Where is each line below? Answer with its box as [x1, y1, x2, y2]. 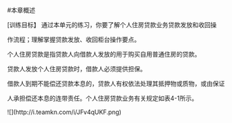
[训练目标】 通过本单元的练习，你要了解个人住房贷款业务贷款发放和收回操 [7, 21, 217, 29]
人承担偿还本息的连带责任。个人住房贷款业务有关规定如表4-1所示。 [7, 94, 198, 102]
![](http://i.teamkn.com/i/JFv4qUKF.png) [7, 108, 122, 116]
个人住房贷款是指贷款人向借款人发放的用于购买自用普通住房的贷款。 [7, 50, 201, 58]
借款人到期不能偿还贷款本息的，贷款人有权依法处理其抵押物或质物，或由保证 [7, 79, 225, 88]
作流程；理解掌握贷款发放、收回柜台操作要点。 [7, 35, 140, 44]
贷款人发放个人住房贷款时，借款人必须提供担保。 [7, 65, 146, 73]
